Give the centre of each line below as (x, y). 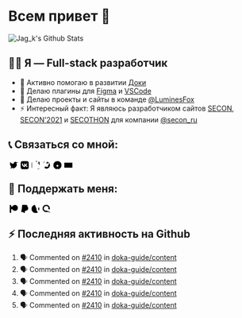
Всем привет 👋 (60, 16)
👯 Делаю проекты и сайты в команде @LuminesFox (107, 99)
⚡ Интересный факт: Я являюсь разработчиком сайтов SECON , (127, 108)
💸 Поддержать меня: (63, 189)
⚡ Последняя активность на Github (99, 234)
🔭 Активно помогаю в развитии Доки (83, 82)
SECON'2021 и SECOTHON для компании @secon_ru (108, 119)
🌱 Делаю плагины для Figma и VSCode (86, 91)
